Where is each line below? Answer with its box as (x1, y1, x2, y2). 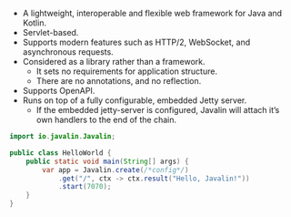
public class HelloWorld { (9, 148, 112, 158)
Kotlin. (22, 17, 47, 28)
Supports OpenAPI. (22, 86, 95, 96)
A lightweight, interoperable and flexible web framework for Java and (22, 8, 283, 18)
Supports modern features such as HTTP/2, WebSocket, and (22, 36, 251, 47)
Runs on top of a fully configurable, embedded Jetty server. (22, 95, 247, 106)
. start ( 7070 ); (57, 182, 112, 191)
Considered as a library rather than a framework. (22, 57, 206, 67)
